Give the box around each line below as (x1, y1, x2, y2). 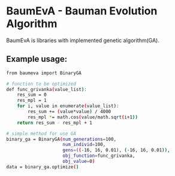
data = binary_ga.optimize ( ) (6, 163, 79, 170)
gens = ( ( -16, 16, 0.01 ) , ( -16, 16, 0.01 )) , (62, 147, 170, 153)
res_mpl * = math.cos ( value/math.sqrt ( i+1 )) (28, 114, 138, 120)
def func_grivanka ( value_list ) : (6, 86, 87, 92)
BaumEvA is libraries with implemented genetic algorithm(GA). (6, 37, 160, 44)
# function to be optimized (6, 81, 77, 87)
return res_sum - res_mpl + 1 (17, 120, 93, 126)
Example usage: (6, 54, 68, 64)
